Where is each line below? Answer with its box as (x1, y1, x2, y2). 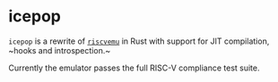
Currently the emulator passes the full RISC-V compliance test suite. (8, 62, 260, 73)
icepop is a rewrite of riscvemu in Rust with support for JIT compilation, (8, 36, 270, 46)
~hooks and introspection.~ (8, 45, 111, 55)
